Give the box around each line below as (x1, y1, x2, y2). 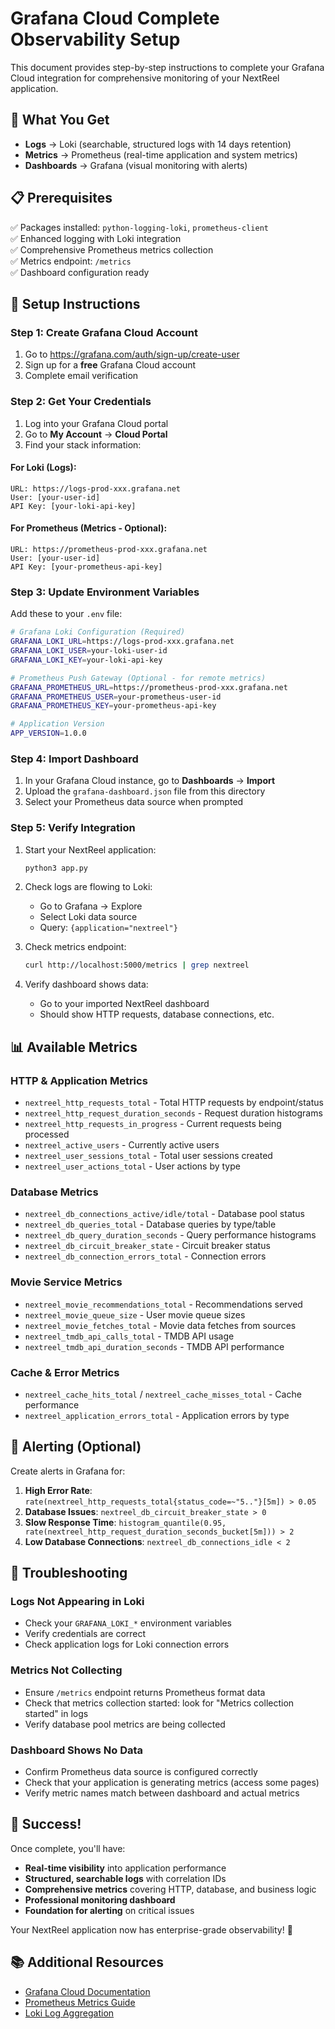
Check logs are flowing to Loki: (24, 881, 153, 893)
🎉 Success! (10, 1816, 82, 1833)
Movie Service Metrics (10, 1275, 123, 1289)
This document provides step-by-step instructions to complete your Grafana (10, 61, 325, 73)
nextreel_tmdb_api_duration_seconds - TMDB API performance (24, 1340, 285, 1352)
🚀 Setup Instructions (10, 295, 141, 312)
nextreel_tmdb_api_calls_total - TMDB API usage (24, 1330, 235, 1342)
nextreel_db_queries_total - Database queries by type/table (24, 1218, 277, 1231)
